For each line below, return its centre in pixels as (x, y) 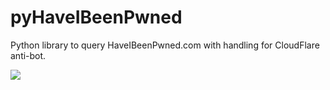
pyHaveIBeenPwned (96, 17)
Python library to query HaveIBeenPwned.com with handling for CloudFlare (165, 45)
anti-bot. (28, 55)
